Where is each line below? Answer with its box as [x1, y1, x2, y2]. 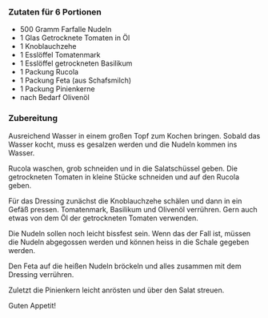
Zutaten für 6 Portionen [8, 6, 102, 18]
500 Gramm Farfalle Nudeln [19, 25, 112, 34]
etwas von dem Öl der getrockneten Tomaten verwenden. [8, 213, 198, 223]
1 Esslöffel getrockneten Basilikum [19, 58, 133, 68]
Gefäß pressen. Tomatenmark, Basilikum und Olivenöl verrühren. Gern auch [8, 204, 258, 214]
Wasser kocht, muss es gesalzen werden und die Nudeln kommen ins [8, 139, 238, 149]
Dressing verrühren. [8, 269, 74, 279]
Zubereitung [8, 113, 58, 124]
